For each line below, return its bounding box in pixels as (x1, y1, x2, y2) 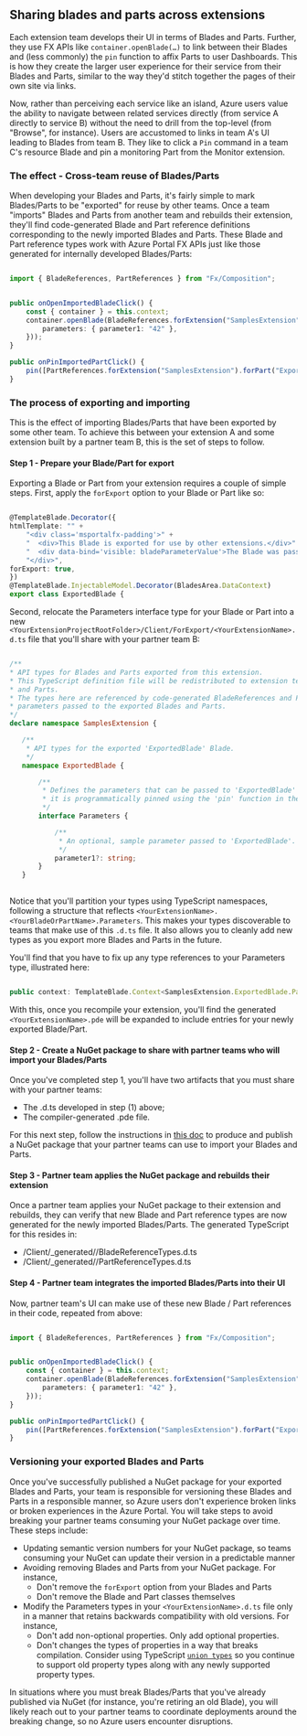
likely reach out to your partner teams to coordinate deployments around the (9, 1706, 297, 1717)
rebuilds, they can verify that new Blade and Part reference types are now (9, 1209, 288, 1220)
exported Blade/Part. (9, 1023, 89, 1034)
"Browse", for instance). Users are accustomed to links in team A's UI (9, 127, 270, 138)
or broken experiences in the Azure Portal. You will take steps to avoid (9, 1505, 274, 1516)
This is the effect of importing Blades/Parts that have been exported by (9, 417, 277, 428)
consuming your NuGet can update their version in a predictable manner (22, 1552, 295, 1563)
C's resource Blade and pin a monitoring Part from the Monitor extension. (9, 146, 286, 157)
